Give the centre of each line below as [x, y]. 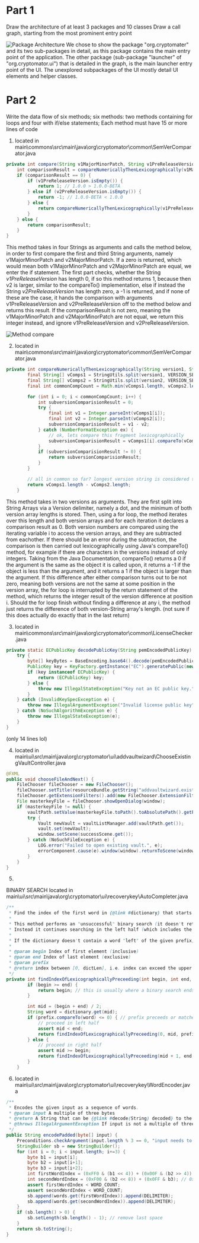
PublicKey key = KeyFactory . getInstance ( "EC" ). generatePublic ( [107, 667]
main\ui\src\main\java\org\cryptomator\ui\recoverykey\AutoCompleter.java [97, 896]
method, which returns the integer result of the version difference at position [99, 596]
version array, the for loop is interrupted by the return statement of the [92, 590]
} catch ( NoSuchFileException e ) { [71, 840]
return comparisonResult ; [60, 225]
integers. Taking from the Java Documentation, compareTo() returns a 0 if [96, 558]
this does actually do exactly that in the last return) [68, 615]
